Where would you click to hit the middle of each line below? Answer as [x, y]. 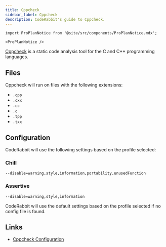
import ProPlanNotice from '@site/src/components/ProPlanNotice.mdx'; [81, 33]
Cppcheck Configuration [38, 239]
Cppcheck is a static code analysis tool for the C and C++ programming [80, 52]
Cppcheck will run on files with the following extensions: [64, 85]
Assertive [17, 186]
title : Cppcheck [22, 10]
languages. [17, 57]
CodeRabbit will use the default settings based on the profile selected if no [83, 206]
